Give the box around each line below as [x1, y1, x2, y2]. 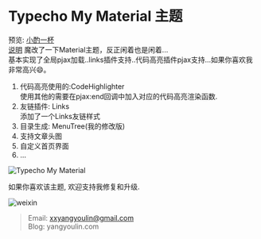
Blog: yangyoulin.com [27, 222, 99, 231]
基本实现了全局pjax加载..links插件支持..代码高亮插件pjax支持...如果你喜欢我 [8, 55, 253, 64]
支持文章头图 [19, 131, 62, 141]
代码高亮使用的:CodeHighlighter [19, 81, 125, 91]
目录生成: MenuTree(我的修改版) [19, 121, 126, 131]
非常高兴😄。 [8, 64, 51, 74]
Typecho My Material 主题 [8, 7, 183, 25]
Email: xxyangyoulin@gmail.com [27, 213, 134, 222]
